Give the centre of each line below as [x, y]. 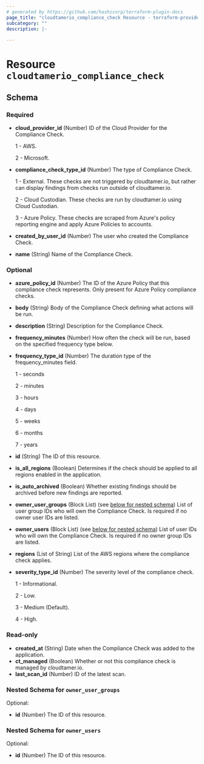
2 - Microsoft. [32, 158]
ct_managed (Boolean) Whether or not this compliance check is [95, 661]
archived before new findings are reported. [69, 493]
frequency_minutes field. [46, 362]
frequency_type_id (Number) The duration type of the [83, 356]
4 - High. [26, 619]
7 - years [26, 445]
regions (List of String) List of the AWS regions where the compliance [102, 554]
